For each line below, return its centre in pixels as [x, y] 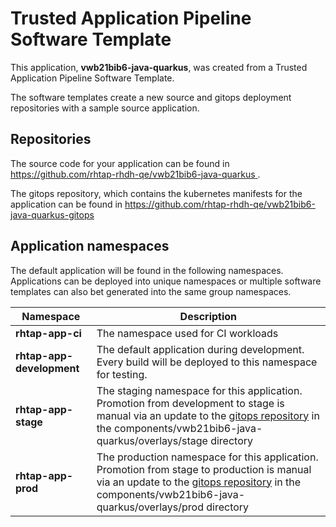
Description [208, 316]
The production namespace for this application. [207, 457]
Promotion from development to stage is [190, 403]
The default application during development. [200, 349]
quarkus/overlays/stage [152, 440]
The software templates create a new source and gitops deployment [151, 97]
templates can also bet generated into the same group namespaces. [151, 291]
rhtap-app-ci [48, 333]
